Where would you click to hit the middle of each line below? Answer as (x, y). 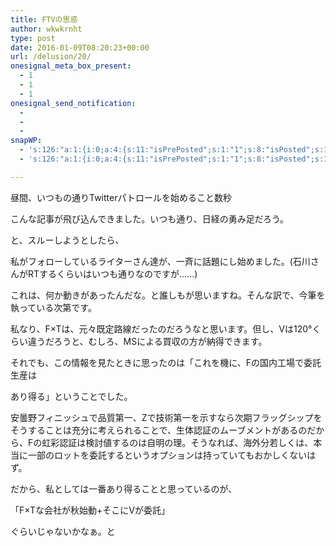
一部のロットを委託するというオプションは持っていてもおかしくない (167, 455)
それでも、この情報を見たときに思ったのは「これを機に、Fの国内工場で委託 (166, 362)
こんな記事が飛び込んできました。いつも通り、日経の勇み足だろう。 (150, 218)
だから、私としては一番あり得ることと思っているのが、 (124, 488)
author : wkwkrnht (46, 29)
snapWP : (26, 141)
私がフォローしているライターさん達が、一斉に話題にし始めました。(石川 (160, 261)
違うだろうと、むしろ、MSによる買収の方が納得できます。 (147, 341)
